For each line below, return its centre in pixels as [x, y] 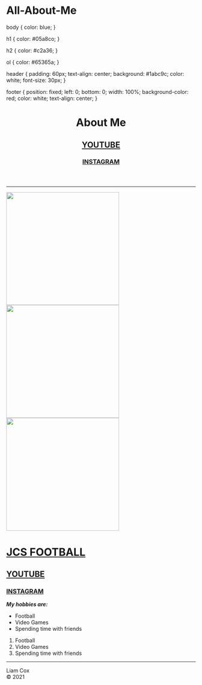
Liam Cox [18, 671]
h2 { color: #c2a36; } [32, 50]
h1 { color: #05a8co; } [33, 39]
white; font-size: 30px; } [36, 80]
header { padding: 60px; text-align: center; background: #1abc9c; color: [95, 73]
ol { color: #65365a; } [33, 62]
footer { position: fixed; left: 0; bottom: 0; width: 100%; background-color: [97, 91]
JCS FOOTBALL [46, 552]
